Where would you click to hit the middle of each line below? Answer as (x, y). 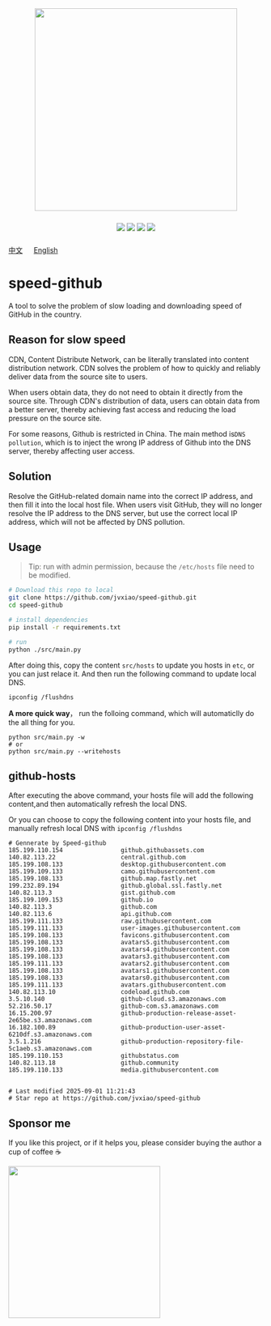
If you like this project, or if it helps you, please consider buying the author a (135, 1143)
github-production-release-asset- (178, 1013)
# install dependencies (49, 620)
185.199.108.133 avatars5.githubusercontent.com (119, 943)
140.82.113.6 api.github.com (90, 915)
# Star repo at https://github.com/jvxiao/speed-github (104, 1098)
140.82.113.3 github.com (83, 907)
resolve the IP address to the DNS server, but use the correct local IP (123, 513)
